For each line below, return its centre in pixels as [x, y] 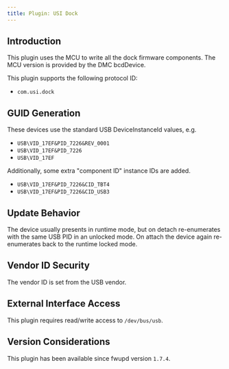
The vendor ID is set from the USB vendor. [67, 282]
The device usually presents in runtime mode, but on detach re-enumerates [114, 230]
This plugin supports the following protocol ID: [73, 78]
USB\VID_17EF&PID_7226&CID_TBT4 [63, 185]
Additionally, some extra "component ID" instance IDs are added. [99, 171]
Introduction [34, 41]
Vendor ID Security [49, 266]
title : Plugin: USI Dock [43, 13]
